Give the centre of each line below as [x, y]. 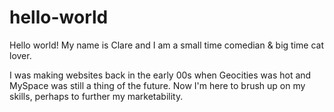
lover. [20, 55]
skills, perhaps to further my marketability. [96, 96]
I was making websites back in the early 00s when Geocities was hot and [160, 75]
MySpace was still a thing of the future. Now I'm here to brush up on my [157, 85]
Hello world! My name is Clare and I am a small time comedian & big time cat [167, 45]
